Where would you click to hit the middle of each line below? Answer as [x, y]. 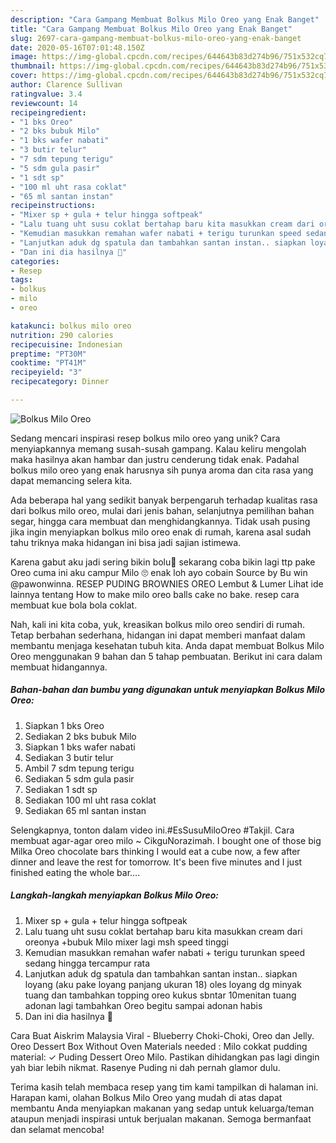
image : [24, 57]
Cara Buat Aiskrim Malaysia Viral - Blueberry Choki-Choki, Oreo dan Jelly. [162, 1035]
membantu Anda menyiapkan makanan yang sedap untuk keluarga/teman [162, 1108]
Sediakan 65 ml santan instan [85, 810]
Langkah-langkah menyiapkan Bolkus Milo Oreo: [115, 895]
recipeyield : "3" [46, 372]
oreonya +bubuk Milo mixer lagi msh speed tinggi [126, 942]
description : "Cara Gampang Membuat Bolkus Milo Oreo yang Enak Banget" [165, 19]
